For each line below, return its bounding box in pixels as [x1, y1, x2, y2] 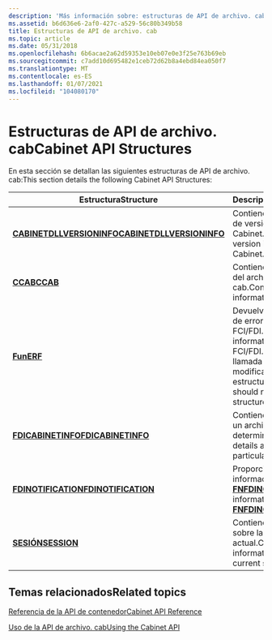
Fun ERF [12, 350, 43, 362]
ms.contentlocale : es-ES [8, 72, 92, 80]
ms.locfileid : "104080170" [8, 87, 100, 96]
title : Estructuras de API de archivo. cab [8, 27, 158, 35]
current [232, 557, 261, 569]
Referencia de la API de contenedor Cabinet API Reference [8, 607, 202, 616]
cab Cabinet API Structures [8, 140, 193, 158]
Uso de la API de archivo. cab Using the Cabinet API [8, 622, 181, 633]
